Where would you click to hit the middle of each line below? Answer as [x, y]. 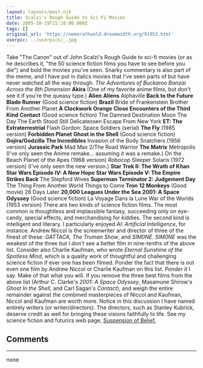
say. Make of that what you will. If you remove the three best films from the [99, 275]
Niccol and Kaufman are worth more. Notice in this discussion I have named [101, 301]
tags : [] [17, 29]
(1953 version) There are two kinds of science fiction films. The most [92, 205]
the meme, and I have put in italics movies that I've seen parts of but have [98, 76]
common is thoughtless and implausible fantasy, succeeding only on [92, 211]
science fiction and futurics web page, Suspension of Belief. [81, 320]
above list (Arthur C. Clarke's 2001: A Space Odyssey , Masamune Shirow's [99, 282]
